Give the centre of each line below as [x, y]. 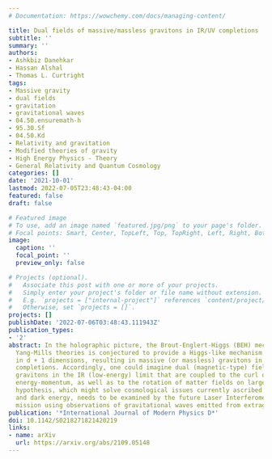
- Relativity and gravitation [59, 143]
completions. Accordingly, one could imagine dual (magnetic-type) [132, 368]
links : [19, 428]
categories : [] [34, 173]
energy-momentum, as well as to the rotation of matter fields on [130, 383]
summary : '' [28, 45]
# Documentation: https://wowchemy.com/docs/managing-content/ [117, 16]
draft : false [30, 203]
